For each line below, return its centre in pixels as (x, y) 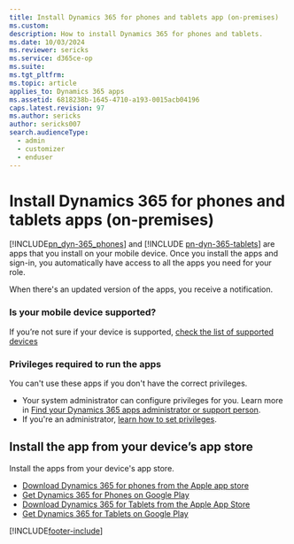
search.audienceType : (49, 133)
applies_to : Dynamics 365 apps (67, 91)
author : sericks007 (45, 125)
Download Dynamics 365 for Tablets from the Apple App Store (136, 504)
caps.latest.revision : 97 (57, 108)
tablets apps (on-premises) (112, 220)
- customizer (41, 149)
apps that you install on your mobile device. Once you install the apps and (144, 254)
